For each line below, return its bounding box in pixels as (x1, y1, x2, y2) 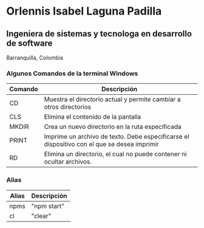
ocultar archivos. (44, 157, 92, 166)
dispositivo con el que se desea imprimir (44, 140, 159, 148)
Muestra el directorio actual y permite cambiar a (44, 95, 181, 104)
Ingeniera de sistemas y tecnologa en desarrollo (6, 29, 192, 39)
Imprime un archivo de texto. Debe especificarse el (44, 133, 189, 141)
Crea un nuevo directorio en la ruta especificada (44, 123, 182, 131)
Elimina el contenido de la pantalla (44, 112, 141, 121)
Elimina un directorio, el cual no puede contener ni (44, 150, 187, 159)
